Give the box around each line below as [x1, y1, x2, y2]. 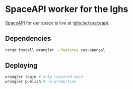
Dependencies [5, 34, 51, 43]
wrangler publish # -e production [5, 79, 77, 84]
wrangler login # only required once [5, 75, 83, 80]
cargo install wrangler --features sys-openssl [5, 47, 106, 53]
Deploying [5, 61, 38, 70]
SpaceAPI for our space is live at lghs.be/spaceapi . [5, 20, 110, 26]
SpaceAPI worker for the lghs [5, 3, 129, 15]
